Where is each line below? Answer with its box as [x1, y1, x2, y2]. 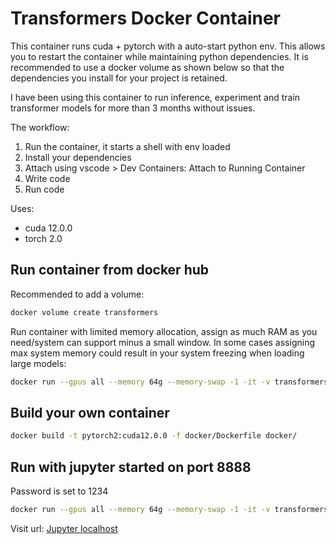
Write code [24, 172, 71, 184]
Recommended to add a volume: [10, 288, 145, 300]
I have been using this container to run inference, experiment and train [10, 91, 301, 103]
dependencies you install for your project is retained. [10, 72, 228, 84]
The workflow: [10, 121, 70, 133]
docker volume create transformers [10, 307, 159, 317]
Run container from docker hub [10, 262, 210, 279]
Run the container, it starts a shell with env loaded [24, 140, 231, 152]
